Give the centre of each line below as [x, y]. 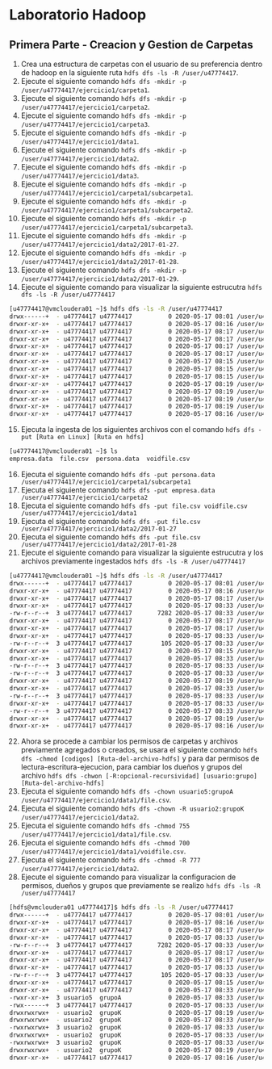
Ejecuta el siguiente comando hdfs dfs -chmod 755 [105, 826]
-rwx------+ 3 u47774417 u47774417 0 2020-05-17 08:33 [121, 1005]
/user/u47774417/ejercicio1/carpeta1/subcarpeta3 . [107, 227]
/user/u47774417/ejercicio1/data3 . [80, 176]
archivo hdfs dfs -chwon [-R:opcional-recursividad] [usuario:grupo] [139, 776]
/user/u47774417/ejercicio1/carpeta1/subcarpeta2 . [107, 210]
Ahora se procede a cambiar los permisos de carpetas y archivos [130, 741]
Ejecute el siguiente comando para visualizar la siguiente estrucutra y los [142, 552]
